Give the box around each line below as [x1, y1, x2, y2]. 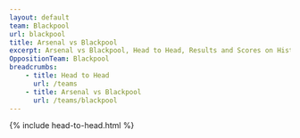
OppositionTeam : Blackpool [9, 54, 110, 63]
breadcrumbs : [9, 63, 58, 72]
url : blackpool [9, 29, 66, 38]
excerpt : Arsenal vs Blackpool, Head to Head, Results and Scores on [9, 46, 274, 55]
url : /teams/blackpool [32, 95, 118, 105]
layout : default [9, 12, 70, 22]
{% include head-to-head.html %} [9, 120, 135, 131]
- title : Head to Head [25, 71, 110, 80]
